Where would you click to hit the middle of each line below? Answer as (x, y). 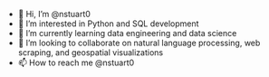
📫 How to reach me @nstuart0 (76, 63)
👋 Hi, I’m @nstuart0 (54, 14)
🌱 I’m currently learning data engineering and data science (127, 33)
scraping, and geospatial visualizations (91, 53)
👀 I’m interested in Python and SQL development (108, 24)
